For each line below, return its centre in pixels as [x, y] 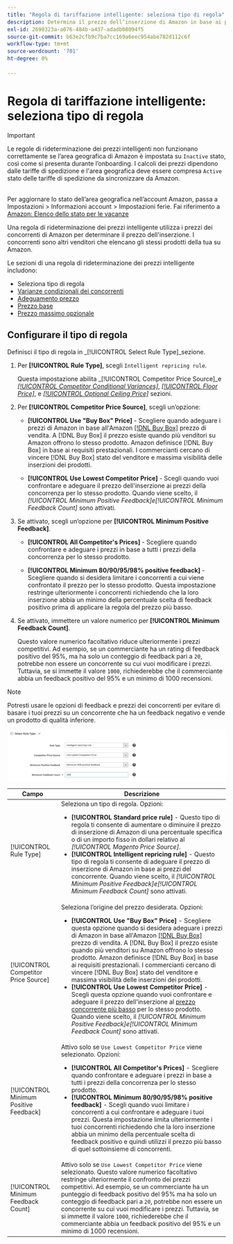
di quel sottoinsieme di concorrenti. [121, 1149]
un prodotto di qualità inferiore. [51, 720]
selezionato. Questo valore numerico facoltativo [129, 1172]
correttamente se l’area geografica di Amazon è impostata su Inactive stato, [116, 156]
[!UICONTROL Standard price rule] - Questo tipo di [146, 818]
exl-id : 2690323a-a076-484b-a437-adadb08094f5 [76, 29]
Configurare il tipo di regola [68, 335]
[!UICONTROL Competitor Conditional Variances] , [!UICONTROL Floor [118, 386]
